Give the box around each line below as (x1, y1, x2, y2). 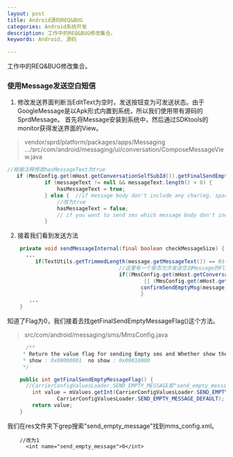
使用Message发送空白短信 (7, 81, 96, 91)
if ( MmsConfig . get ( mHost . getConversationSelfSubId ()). (16, 173, 178, 180)
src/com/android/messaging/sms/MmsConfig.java (24, 331, 169, 339)
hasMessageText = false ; (56, 205, 129, 212)
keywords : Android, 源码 (7, 36, 77, 43)
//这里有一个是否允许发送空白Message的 (119, 265, 220, 272)
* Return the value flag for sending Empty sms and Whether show (22, 350, 216, 358)
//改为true (56, 199, 87, 206)
